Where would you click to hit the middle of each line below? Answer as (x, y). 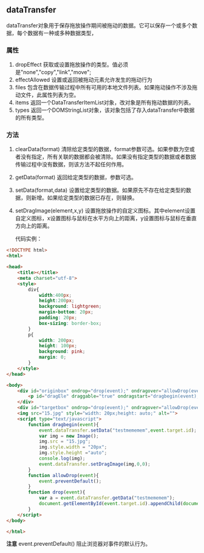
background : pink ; (62, 351)
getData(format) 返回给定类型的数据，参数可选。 (76, 177)
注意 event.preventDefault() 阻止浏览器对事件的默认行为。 (79, 544)
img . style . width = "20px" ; (73, 447)
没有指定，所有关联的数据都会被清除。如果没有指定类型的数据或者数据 (108, 157)
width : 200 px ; (56, 340)
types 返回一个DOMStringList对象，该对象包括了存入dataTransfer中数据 (105, 110)
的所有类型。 (31, 118)
